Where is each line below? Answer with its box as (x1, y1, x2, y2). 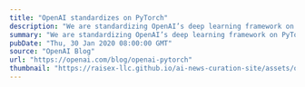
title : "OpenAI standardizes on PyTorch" (9, 13, 169, 23)
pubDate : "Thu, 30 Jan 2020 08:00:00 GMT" (9, 38, 172, 48)
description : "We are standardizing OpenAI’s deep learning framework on (9, 22, 295, 31)
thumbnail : (9, 64, 51, 73)
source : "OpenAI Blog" (9, 47, 95, 56)
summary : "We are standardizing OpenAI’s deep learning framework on (9, 30, 279, 39)
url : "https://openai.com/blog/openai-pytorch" (9, 55, 193, 64)
